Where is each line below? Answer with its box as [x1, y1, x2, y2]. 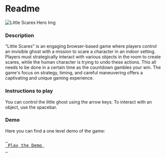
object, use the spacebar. [5, 104, 57, 110]
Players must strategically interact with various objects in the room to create [5, 54, 161, 60]
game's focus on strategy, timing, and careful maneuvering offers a [5, 70, 143, 76]
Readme [5, 3, 40, 14]
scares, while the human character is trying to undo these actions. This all [5, 59, 157, 65]
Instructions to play [5, 88, 53, 95]
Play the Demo [7, 143, 42, 148]
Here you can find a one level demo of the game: [5, 128, 105, 134]
